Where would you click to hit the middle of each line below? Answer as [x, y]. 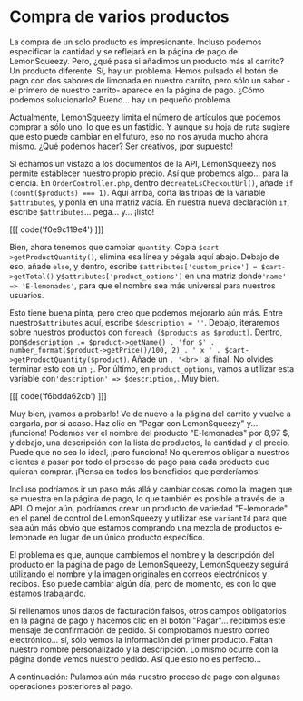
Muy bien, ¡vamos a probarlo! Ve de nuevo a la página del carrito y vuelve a [151, 414]
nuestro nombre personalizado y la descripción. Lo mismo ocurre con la [144, 649]
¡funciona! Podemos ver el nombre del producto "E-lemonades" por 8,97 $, [150, 433]
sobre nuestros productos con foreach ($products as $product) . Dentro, [146, 332]
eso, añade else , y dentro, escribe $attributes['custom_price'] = [133, 266]
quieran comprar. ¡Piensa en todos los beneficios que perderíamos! [135, 471]
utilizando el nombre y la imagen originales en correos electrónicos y [138, 574]
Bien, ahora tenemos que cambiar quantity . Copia [103, 247]
